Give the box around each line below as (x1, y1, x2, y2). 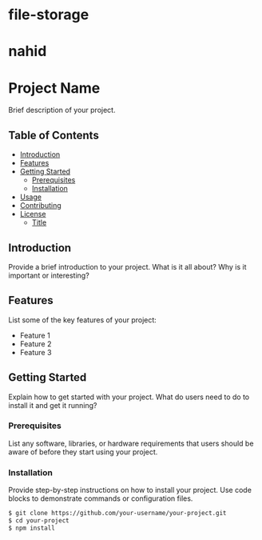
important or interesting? (8, 270, 89, 280)
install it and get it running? (8, 400, 97, 410)
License (19, 210, 46, 219)
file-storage (8, 6, 89, 24)
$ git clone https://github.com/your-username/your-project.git (8, 510, 227, 518)
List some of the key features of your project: (8, 314, 157, 325)
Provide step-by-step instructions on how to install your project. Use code (8, 486, 252, 495)
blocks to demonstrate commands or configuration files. (8, 494, 193, 503)
